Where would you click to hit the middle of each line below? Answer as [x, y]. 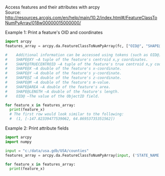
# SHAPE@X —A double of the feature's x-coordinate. [63, 69]
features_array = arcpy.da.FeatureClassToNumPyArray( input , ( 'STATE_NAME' [83, 155]
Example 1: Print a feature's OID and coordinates [54, 32]
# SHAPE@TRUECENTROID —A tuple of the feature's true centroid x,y [79, 64]
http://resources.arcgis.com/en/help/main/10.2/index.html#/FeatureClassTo [81, 18]
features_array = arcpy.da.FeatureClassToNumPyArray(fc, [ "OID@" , [74, 46]
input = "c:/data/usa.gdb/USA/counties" [47, 151]
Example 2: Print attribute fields [37, 128]
